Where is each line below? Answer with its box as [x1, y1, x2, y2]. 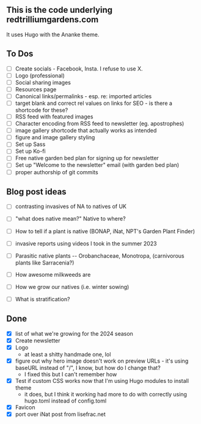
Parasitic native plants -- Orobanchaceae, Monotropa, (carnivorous [15, 252, 185, 260]
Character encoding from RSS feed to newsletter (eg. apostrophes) [15, 120, 185, 128]
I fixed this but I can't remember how [24, 371, 117, 378]
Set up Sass [15, 141, 46, 148]
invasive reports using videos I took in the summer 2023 [15, 239, 157, 247]
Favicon [15, 404, 35, 411]
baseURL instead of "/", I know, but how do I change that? [15, 364, 161, 371]
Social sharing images [15, 79, 71, 86]
